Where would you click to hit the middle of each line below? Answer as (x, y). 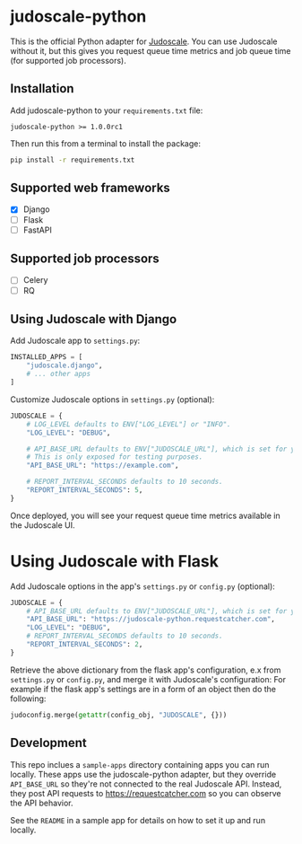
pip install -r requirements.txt (73, 160)
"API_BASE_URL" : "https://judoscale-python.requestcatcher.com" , (151, 620)
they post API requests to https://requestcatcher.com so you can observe (146, 793)
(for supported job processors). (68, 60)
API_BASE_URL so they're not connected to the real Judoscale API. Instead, (146, 784)
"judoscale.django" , (65, 365)
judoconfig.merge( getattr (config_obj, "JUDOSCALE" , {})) (119, 715)
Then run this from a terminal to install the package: (105, 143)
